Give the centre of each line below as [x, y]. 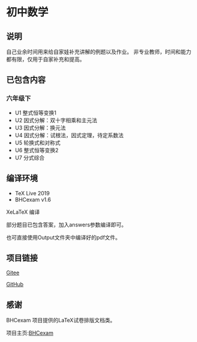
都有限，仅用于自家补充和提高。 [46, 59]
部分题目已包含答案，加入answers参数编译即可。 [66, 225]
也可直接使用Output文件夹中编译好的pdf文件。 [63, 237]
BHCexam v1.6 [33, 199]
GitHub [15, 285]
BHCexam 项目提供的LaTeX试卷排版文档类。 [61, 320]
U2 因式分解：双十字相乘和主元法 [56, 120]
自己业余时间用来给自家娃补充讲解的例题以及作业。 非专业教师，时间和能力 [99, 52]
